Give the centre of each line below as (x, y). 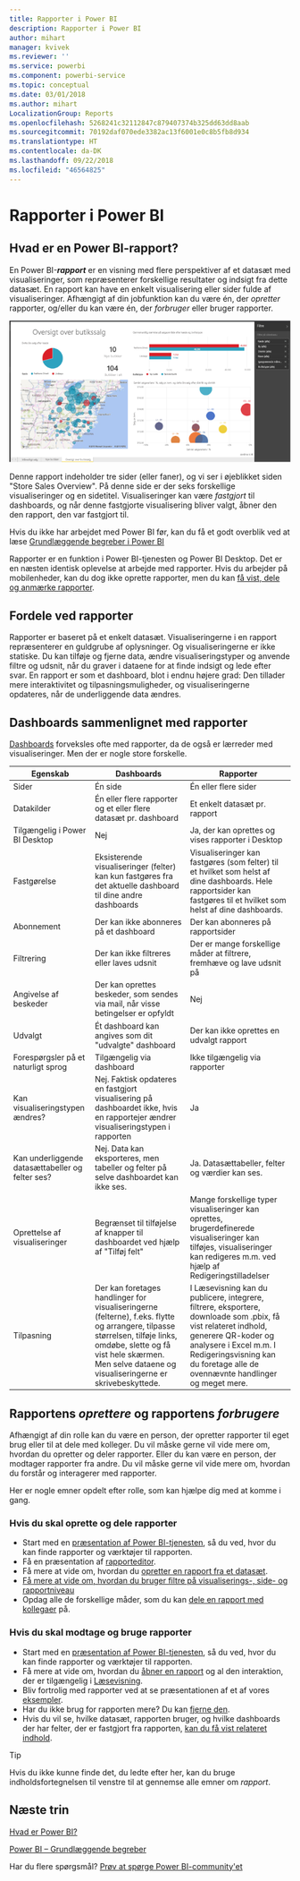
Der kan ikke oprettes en (234, 1030)
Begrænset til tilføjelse (136, 1223)
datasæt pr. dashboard (137, 818)
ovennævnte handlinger (233, 1373)
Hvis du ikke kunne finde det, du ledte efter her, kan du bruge (122, 1772)
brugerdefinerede (222, 1227)
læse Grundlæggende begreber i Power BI (87, 542)
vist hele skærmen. (130, 1354)
